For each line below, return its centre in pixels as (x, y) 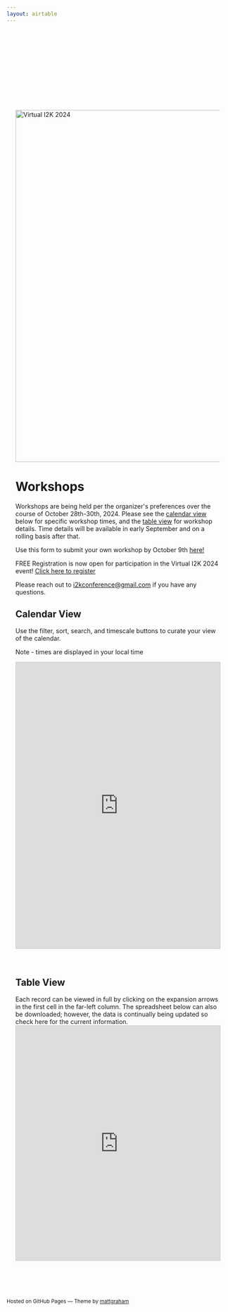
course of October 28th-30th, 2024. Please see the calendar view (111, 513)
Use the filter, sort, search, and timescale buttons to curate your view (116, 631)
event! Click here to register (56, 570)
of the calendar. (38, 639)
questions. (31, 592)
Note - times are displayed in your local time (80, 652)
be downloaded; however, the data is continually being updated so (112, 1014)
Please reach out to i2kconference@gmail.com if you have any (106, 585)
